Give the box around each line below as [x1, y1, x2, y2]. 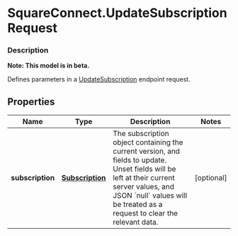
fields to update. [113, 155, 167, 165]
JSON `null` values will [113, 191, 188, 201]
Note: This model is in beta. [7, 62, 90, 70]
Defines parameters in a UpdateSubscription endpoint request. [7, 75, 191, 84]
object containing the [113, 137, 183, 147]
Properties [7, 96, 55, 108]
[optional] [194, 173, 227, 183]
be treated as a [113, 200, 163, 210]
